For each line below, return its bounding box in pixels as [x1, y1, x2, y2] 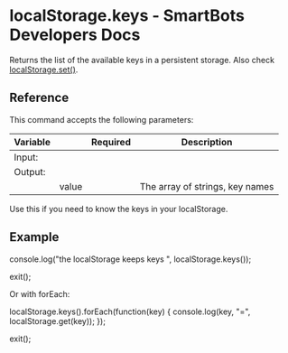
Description [181, 135, 233, 148]
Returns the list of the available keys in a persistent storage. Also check [9, 54, 275, 65]
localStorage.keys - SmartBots [9, 5, 246, 26]
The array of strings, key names [139, 180, 274, 192]
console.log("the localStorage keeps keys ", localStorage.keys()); [9, 254, 252, 265]
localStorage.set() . [9, 64, 79, 75]
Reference [9, 90, 70, 106]
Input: [14, 151, 39, 163]
